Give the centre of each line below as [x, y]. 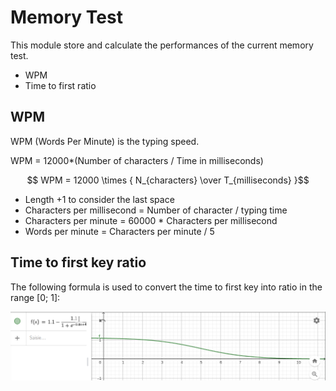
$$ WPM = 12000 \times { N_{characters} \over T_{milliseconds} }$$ [168, 180]
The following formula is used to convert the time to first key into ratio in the [166, 287]
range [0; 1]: [35, 297]
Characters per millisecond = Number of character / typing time [156, 210]
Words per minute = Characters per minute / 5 [119, 231]
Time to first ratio [60, 85]
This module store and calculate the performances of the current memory [162, 45]
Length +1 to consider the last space [99, 199]
